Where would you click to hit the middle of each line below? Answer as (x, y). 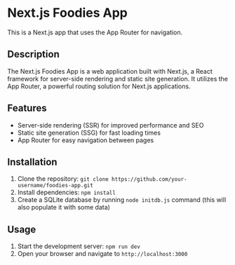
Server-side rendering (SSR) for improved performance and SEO (110, 125)
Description (33, 54)
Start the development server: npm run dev (79, 246)
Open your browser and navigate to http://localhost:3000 (102, 254)
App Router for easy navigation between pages (86, 140)
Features (27, 108)
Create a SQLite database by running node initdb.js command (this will (122, 200)
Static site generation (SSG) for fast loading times (89, 132)
